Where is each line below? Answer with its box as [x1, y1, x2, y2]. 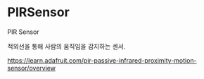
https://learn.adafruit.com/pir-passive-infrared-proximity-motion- [7, 56, 197, 64]
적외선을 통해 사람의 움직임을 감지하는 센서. [7, 42, 126, 50]
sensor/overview [7, 63, 56, 72]
